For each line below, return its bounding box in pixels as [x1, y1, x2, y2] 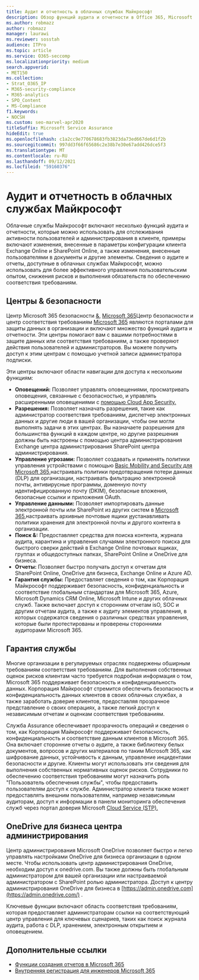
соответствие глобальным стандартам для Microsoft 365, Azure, [14, 588, 179, 596]
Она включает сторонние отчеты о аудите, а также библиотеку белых [6, 740, 184, 748]
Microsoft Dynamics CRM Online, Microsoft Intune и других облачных [14, 594, 188, 602]
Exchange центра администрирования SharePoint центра [14, 442, 160, 450]
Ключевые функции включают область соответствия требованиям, [6, 903, 178, 910]
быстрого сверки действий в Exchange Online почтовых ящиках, [14, 544, 179, 551]
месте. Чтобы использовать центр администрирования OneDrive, [6, 859, 173, 866]
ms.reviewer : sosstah [6, 36, 60, 42]
